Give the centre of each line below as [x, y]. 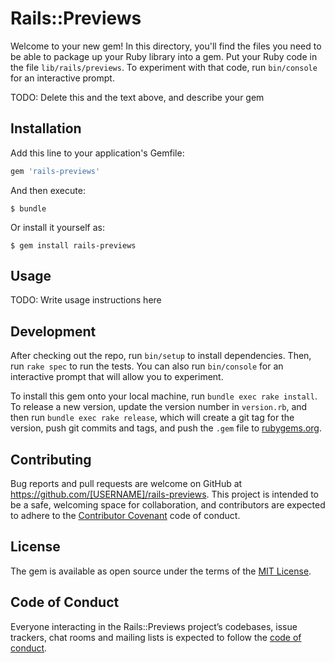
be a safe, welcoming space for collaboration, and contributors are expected [168, 505]
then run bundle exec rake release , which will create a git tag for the [152, 418]
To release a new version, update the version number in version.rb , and [159, 407]
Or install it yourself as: [57, 227]
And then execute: [48, 190]
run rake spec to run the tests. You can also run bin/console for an [147, 366]
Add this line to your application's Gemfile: [97, 153]
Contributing [51, 459]
